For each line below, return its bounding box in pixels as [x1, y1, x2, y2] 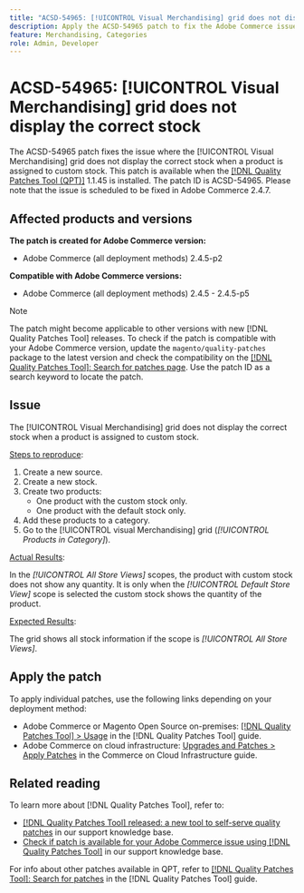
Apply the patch [9, 669, 102, 685]
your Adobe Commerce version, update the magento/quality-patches [9, 342, 267, 353]
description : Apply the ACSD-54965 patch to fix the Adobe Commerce [9, 22, 273, 31]
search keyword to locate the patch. [9, 371, 144, 382]
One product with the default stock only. [35, 505, 186, 515]
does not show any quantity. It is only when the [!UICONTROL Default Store [9, 578, 291, 590]
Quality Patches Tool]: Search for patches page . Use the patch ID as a [9, 362, 271, 372]
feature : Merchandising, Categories [9, 30, 147, 39]
